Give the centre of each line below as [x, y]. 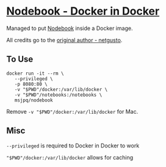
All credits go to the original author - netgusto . [64, 40]
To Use [20, 59]
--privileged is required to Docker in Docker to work [73, 146]
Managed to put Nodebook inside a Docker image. [70, 28]
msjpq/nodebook [34, 100]
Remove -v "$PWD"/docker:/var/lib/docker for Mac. [72, 111]
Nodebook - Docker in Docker [83, 11]
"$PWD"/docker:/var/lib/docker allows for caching [70, 157]
